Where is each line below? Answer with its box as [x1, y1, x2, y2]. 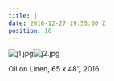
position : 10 [8, 26, 52, 34]
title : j [8, 11, 38, 20]
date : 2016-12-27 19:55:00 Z [8, 19, 106, 27]
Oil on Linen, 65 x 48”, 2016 [8, 64, 100, 74]
